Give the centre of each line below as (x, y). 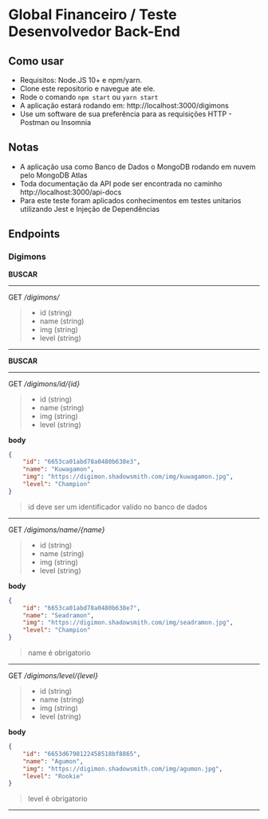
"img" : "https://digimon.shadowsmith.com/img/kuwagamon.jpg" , (128, 477)
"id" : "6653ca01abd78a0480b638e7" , (82, 608)
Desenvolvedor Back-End (95, 31)
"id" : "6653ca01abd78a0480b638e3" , (82, 462)
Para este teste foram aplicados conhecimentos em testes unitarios (130, 200)
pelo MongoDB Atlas (53, 175)
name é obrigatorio (59, 652)
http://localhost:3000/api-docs (71, 192)
